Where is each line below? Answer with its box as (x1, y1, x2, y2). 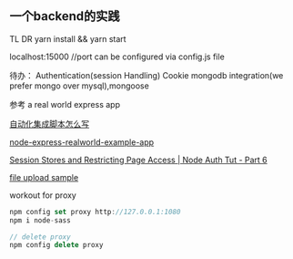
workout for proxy (9, 190, 77, 201)
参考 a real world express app (9, 98, 121, 109)
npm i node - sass (9, 215, 71, 225)
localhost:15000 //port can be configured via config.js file (9, 51, 225, 62)
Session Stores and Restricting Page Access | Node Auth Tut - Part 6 (9, 154, 268, 165)
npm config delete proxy (9, 241, 104, 250)
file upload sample (9, 171, 79, 182)
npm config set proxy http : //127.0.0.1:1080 (9, 207, 181, 216)
